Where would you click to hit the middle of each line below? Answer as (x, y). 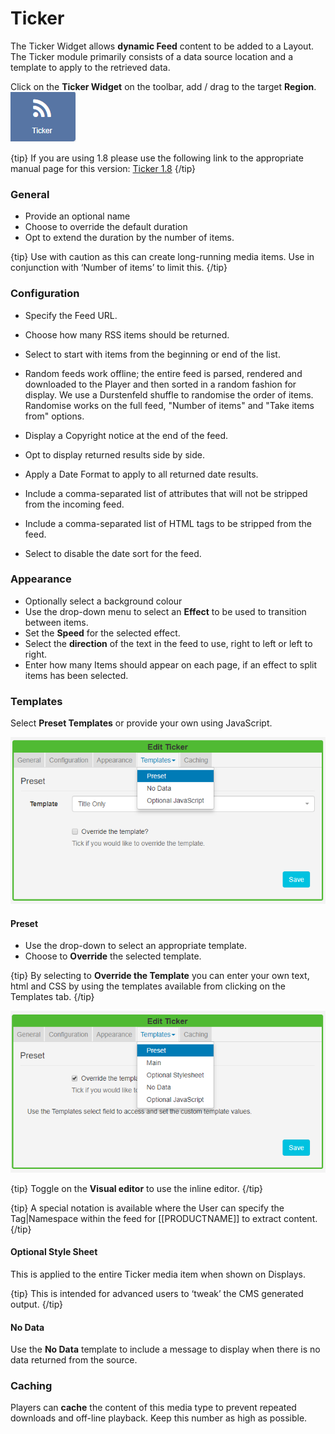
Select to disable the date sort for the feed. (113, 553)
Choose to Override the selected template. (113, 956)
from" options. (54, 416)
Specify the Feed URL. (71, 315)
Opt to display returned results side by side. (114, 454)
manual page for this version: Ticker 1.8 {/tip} (103, 168)
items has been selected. (76, 675)
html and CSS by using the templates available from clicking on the (148, 986)
